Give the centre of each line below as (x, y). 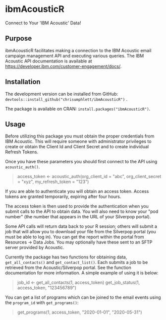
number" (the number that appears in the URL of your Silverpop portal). (78, 217)
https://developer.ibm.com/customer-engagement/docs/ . (63, 66)
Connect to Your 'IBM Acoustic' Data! (43, 23)
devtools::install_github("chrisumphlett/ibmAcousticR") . (66, 99)
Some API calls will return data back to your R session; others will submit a (81, 226)
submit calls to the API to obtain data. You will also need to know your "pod (82, 211)
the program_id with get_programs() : (42, 303)
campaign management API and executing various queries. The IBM (75, 56)
